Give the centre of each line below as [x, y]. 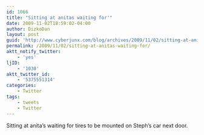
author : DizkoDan [28, 29]
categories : [21, 86]
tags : [13, 97]
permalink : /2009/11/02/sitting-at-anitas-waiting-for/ [78, 46]
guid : [13, 40]
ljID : [13, 63]
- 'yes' [27, 57]
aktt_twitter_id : [28, 74]
